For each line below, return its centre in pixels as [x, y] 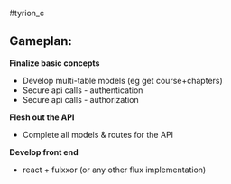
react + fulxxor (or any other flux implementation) [114, 170]
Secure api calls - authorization [81, 99]
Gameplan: [41, 41]
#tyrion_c [27, 13]
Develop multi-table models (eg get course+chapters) [122, 80]
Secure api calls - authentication [83, 90]
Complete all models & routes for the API [98, 134]
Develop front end [44, 152]
